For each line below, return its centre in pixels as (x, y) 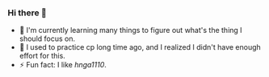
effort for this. (42, 56)
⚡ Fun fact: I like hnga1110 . (63, 65)
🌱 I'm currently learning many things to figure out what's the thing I (131, 30)
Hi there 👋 (27, 13)
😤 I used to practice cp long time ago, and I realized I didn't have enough (140, 47)
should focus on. (47, 38)
